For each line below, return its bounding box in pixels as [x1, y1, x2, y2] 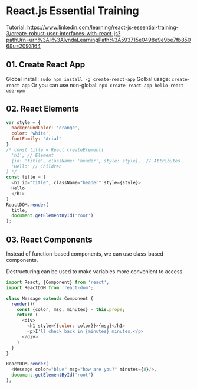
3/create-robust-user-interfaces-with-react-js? [6, 30, 121, 37]
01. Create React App [6, 60, 86, 70]
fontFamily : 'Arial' [11, 136, 62, 142]
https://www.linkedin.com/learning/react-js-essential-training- [27, 24, 179, 31]
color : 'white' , [11, 130, 51, 136]
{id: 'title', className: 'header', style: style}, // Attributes [11, 158, 181, 164]
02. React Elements [6, 104, 80, 114]
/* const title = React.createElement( [6, 146, 104, 153]
